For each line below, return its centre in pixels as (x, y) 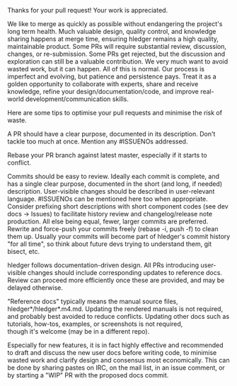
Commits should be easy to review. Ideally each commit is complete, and (113, 176)
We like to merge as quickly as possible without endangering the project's (115, 24)
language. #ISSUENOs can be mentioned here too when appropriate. (108, 199)
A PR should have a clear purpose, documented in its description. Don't (111, 134)
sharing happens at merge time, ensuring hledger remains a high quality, (113, 39)
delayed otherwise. (35, 288)
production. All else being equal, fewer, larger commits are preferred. (108, 221)
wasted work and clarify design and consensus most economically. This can (118, 360)
